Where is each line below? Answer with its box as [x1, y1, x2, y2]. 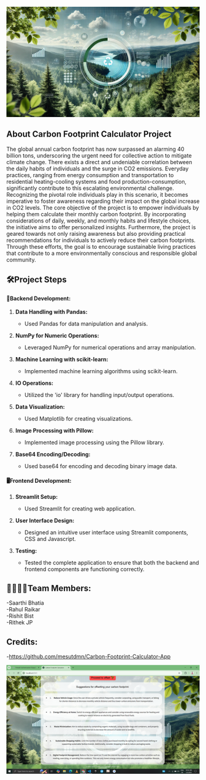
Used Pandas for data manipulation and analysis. [24, 320, 148, 328]
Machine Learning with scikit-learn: [15, 356, 109, 363]
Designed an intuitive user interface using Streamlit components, [24, 528, 188, 536]
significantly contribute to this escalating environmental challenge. [6, 184, 174, 192]
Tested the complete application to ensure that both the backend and [24, 559, 199, 566]
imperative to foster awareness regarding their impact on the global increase [6, 197, 200, 205]
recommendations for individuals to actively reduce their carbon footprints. [6, 237, 196, 244]
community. [6, 256, 36, 263]
